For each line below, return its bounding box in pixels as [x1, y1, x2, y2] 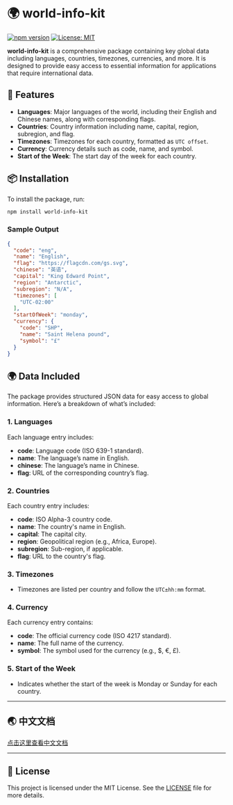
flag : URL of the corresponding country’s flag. [17, 469, 149, 477]
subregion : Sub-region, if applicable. [17, 544, 123, 553]
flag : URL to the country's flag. [17, 552, 106, 560]
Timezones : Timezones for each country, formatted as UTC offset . [17, 137, 209, 145]
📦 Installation [7, 173, 69, 185]
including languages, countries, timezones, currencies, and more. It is [7, 54, 207, 63]
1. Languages [7, 417, 53, 427]
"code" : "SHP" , [19, 325, 64, 332]
